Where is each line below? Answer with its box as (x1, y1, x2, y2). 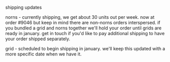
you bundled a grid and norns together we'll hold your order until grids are (5, 25, 162, 31)
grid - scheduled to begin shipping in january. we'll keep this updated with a (5, 46, 165, 51)
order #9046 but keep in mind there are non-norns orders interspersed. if (5, 20, 160, 25)
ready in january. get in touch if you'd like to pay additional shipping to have (5, 30, 165, 36)
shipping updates (5, 5, 42, 10)
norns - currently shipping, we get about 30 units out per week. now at (5, 14, 155, 20)
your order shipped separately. (5, 36, 71, 42)
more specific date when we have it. (5, 51, 82, 57)
